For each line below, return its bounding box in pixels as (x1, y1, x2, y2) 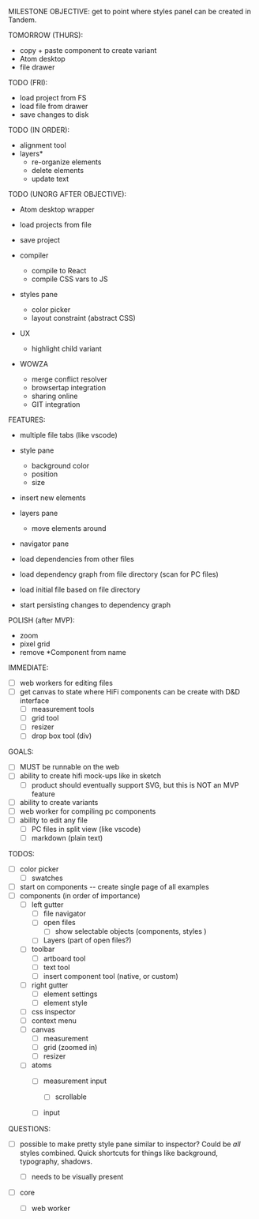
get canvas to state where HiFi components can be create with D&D (19, 687, 241, 697)
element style (43, 998, 88, 1007)
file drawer (19, 62, 55, 72)
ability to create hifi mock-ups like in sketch (19, 771, 162, 781)
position (31, 469, 58, 479)
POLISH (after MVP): (8, 615, 75, 625)
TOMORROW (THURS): (8, 31, 84, 40)
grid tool (31, 713, 59, 723)
